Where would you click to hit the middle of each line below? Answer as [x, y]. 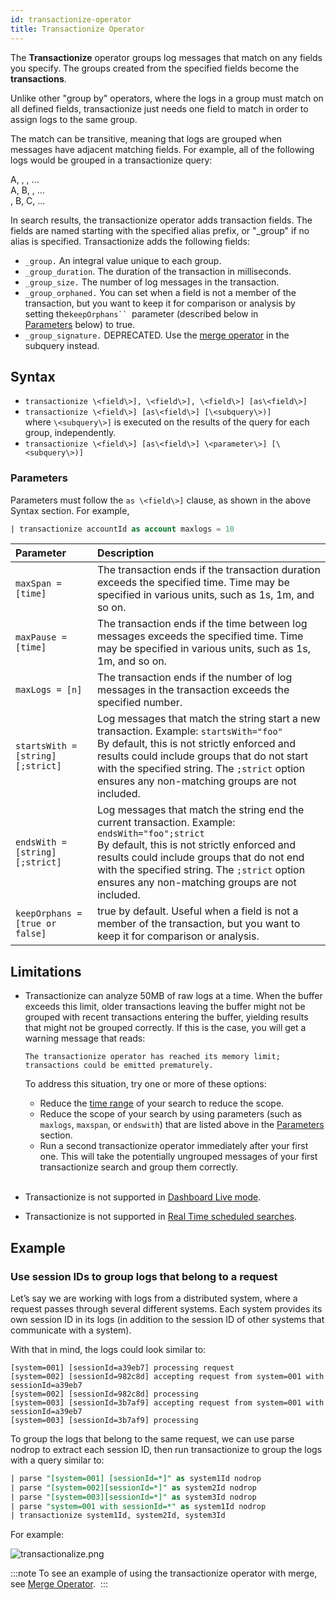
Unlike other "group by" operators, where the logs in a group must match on [167, 98]
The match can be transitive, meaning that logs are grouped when [146, 138]
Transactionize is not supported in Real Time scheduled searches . [160, 1217]
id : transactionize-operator [71, 19]
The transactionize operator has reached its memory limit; [152, 1057]
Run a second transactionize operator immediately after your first [174, 1146]
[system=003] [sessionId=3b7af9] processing [104, 1420]
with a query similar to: [57, 1460]
